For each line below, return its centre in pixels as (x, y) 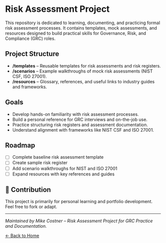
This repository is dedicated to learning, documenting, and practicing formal (83, 23)
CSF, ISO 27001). (29, 76)
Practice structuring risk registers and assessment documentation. (80, 125)
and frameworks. (30, 87)
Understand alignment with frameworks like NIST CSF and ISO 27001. (83, 130)
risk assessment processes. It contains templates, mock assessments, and (81, 28)
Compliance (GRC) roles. (30, 38)
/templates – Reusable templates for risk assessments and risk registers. (86, 66)
